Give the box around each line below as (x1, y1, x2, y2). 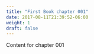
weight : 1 (6, 20, 31, 26)
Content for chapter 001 (6, 42, 64, 49)
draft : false (6, 25, 38, 31)
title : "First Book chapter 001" (6, 8, 89, 15)
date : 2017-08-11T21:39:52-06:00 (6, 14, 89, 20)
